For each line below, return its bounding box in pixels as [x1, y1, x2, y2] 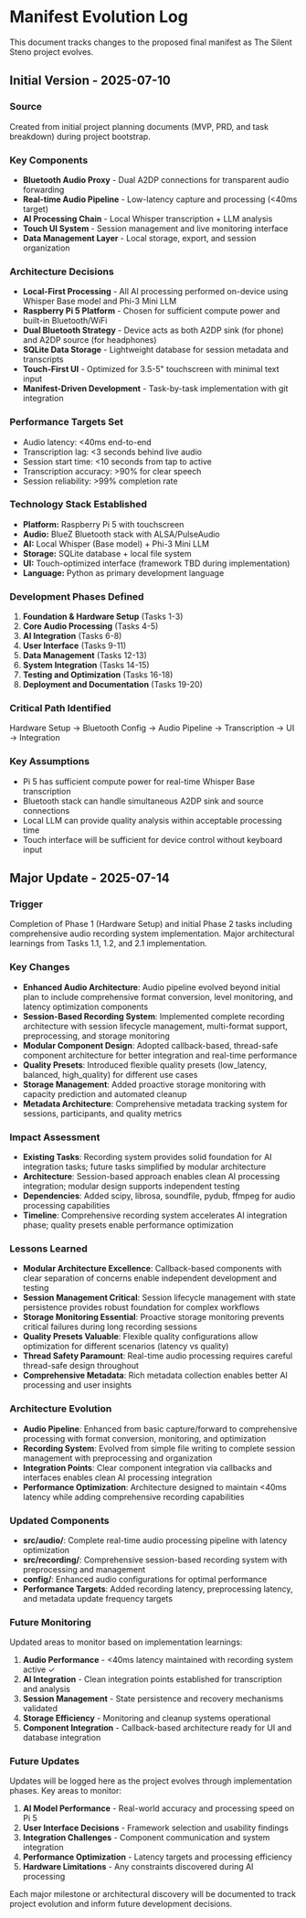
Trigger [9, 898, 44, 911]
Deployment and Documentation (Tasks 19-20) [22, 679, 204, 690]
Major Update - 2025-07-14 [9, 870, 171, 886]
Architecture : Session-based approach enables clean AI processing [22, 1170, 280, 1181]
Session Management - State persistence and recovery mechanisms [22, 1693, 284, 1704]
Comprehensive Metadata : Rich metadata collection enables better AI [22, 1369, 288, 1381]
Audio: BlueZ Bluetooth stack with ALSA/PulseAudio [22, 528, 221, 539]
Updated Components [9, 1514, 110, 1527]
